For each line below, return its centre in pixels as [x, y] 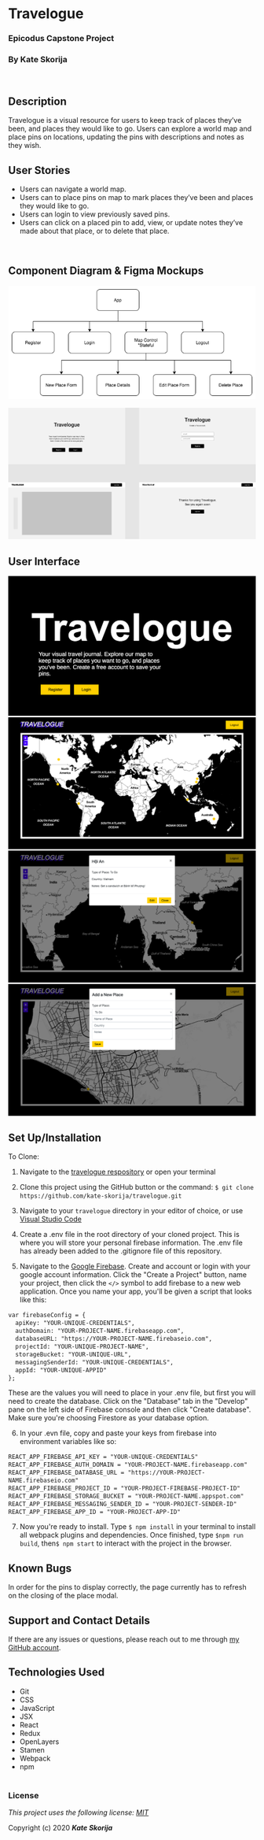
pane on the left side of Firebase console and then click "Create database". [130, 1409]
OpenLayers [39, 1742]
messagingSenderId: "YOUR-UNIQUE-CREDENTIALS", [95, 1363]
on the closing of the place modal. [63, 1596]
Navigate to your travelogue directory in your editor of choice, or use [131, 1211]
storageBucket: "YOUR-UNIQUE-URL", [73, 1355]
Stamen [32, 1749]
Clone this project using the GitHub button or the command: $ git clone [136, 1187]
